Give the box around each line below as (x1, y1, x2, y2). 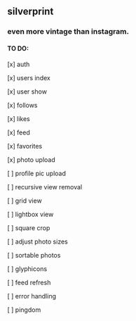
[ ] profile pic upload (7, 169, 67, 177)
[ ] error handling (7, 291, 57, 300)
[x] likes (7, 114, 30, 122)
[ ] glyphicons (7, 264, 48, 273)
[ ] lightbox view (7, 210, 54, 218)
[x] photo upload (7, 155, 56, 164)
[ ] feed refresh (7, 278, 51, 287)
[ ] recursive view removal (7, 182, 83, 191)
